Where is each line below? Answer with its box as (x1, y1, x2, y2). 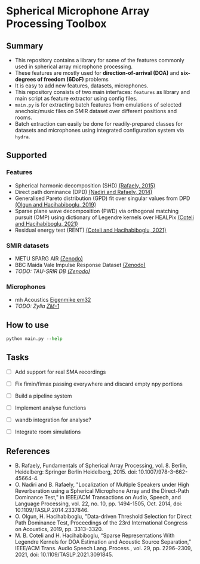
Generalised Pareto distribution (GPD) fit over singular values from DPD (14, 195, 190, 202)
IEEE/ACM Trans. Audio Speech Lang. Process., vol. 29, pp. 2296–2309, (14, 544, 192, 551)
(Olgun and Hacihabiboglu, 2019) (14, 201, 97, 208)
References (6, 446, 50, 456)
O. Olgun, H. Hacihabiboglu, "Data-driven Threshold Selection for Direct (14, 513, 192, 520)
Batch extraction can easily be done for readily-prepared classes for (14, 120, 183, 127)
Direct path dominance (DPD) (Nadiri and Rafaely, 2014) (14, 188, 153, 195)
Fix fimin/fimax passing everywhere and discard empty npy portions (14, 380, 183, 387)
